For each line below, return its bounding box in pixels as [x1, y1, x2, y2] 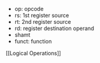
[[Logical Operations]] [5, 50, 62, 57]
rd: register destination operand [14, 24, 95, 32]
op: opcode [14, 6, 44, 12]
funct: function [14, 38, 52, 45]
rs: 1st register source [14, 12, 70, 19]
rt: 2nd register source [14, 18, 71, 25]
